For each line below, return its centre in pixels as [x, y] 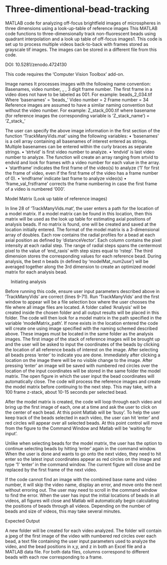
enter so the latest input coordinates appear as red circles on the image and [83, 459]
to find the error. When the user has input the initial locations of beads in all [82, 495]
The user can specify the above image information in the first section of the [83, 130]
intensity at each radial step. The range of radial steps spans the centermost [83, 245]
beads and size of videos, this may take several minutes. [63, 511]
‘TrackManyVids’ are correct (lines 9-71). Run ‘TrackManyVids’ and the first [82, 296]
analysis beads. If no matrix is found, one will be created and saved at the [81, 224]
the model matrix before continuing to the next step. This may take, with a [81, 387]
